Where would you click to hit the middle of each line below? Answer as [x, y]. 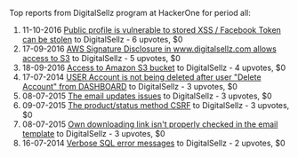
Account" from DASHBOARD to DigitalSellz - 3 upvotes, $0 [130, 86]
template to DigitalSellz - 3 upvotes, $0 [94, 133]
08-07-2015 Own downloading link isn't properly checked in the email [150, 124]
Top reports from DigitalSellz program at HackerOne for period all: [130, 13]
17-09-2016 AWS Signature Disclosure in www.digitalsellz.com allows [149, 49]
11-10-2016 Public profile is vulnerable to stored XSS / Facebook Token [152, 30]
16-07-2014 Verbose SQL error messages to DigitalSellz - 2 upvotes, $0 [154, 143]
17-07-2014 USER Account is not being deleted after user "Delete [141, 77]
